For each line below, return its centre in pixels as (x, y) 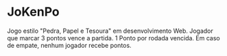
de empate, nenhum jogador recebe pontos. (69, 45)
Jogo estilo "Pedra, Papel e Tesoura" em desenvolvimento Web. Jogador (110, 31)
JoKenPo (33, 12)
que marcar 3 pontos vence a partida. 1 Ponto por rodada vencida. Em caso (114, 38)
